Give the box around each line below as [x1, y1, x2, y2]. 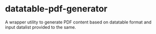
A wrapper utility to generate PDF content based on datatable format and [5, 19, 152, 25]
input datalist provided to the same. [5, 24, 77, 30]
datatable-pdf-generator [5, 3, 108, 14]
